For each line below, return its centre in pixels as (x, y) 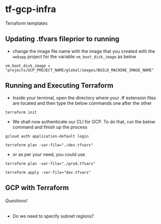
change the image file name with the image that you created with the (84, 51)
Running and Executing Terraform (59, 86)
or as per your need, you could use (49, 154)
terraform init (21, 112)
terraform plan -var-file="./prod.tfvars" (50, 164)
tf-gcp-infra (31, 9)
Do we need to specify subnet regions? (53, 216)
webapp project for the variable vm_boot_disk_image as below (74, 56)
